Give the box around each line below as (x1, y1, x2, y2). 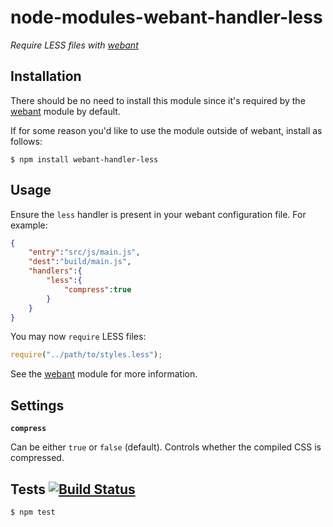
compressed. (10, 452, 65, 464)
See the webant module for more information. (10, 368, 198, 380)
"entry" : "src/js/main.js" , (28, 247, 141, 258)
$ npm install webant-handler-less (10, 154, 159, 165)
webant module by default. (10, 105, 121, 117)
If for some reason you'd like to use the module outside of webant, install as (10, 124, 323, 136)
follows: (10, 135, 43, 147)
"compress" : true (63, 284, 132, 295)
